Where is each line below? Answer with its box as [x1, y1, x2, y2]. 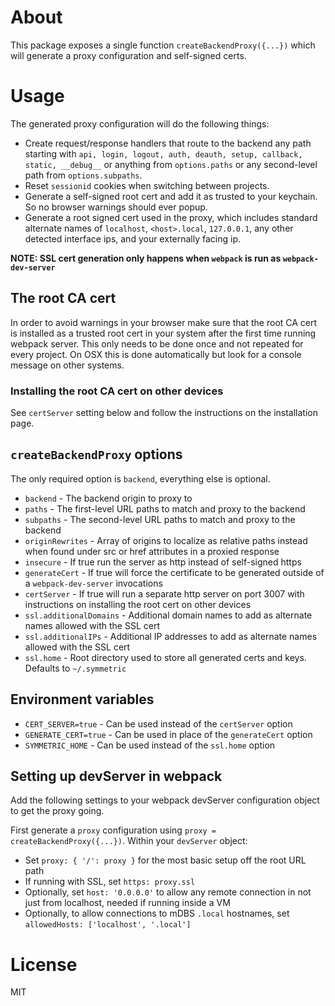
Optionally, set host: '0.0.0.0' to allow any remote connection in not [24, 886, 312, 898]
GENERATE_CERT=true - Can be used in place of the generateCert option [24, 728, 313, 740]
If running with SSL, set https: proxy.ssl [24, 876, 196, 888]
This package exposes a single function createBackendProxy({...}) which [10, 39, 316, 51]
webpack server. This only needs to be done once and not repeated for [10, 337, 304, 350]
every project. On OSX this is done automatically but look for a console [10, 348, 302, 360]
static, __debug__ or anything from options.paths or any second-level [24, 158, 318, 170]
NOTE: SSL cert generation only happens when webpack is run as [10, 252, 282, 264]
